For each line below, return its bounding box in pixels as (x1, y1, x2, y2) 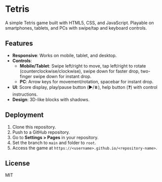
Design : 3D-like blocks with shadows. (12, 96, 90, 102)
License (5, 159, 30, 167)
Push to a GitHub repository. (12, 129, 70, 135)
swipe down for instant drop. (33, 73, 92, 79)
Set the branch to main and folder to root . (12, 140, 96, 146)
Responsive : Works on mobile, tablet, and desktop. (12, 52, 117, 58)
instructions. (12, 91, 38, 97)
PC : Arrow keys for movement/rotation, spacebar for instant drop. (19, 78, 154, 84)
